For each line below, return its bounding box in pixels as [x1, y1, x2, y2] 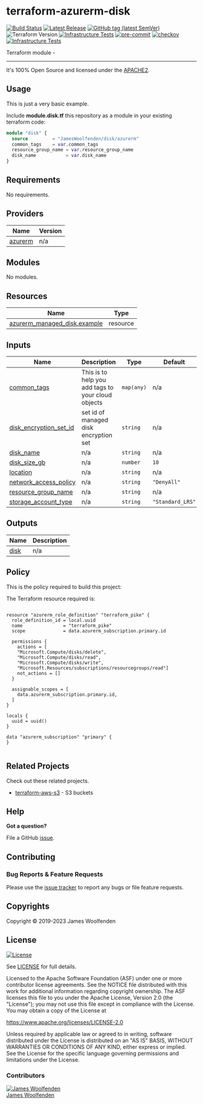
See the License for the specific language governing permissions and [6, 1049, 179, 1057]
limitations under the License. [6, 1056, 80, 1063]
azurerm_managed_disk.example [9, 319, 103, 328]
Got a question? [6, 823, 47, 830]
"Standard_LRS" [152, 498, 196, 506]
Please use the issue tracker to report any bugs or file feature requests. [6, 884, 184, 891]
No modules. [6, 273, 38, 281]
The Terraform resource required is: [6, 595, 95, 602]
